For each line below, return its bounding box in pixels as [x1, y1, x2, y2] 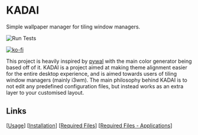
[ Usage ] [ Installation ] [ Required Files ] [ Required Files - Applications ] [6, 122, 173, 129]
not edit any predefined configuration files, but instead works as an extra [6, 82, 184, 89]
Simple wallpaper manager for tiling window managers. [6, 23, 141, 30]
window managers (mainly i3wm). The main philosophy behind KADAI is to [6, 76, 188, 83]
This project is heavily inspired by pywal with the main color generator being [6, 57, 192, 65]
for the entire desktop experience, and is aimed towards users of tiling [6, 70, 177, 77]
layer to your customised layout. [6, 89, 85, 96]
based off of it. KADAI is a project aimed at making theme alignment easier [6, 63, 187, 71]
